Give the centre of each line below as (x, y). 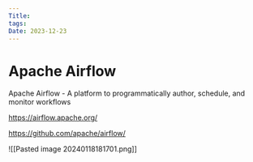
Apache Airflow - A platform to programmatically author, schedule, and (127, 93)
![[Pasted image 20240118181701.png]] (73, 149)
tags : (17, 23)
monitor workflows (40, 102)
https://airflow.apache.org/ (53, 117)
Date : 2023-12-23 (38, 31)
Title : (19, 16)
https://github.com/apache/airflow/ (67, 134)
